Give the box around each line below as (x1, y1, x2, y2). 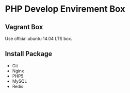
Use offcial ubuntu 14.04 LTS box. (5, 36, 73, 41)
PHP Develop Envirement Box (5, 3, 125, 15)
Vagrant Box (5, 23, 43, 31)
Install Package (5, 50, 52, 58)
